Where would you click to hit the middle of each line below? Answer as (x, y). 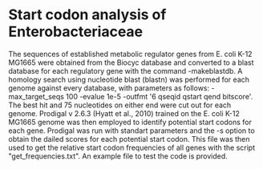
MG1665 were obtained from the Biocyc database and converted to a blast (131, 62)
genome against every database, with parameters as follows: (109, 88)
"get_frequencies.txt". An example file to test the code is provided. (118, 156)
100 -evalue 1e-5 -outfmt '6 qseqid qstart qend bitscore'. (159, 96)
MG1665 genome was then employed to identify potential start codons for (130, 122)
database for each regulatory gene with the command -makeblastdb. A (125, 70)
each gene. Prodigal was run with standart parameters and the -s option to (131, 131)
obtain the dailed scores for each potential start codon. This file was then (129, 139)
